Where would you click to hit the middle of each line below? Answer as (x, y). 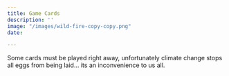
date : (15, 33)
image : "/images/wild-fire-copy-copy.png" (69, 26)
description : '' (30, 20)
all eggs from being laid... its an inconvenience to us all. (86, 65)
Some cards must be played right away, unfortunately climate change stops (115, 58)
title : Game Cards (34, 13)
